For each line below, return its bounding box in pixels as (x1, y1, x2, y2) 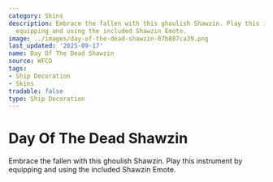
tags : (8, 65, 27, 73)
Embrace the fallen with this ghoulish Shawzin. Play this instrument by (8, 156, 243, 166)
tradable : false (8, 87, 63, 95)
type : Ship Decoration (8, 95, 85, 103)
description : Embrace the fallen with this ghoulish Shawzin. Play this (8, 19, 260, 28)
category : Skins (8, 11, 63, 20)
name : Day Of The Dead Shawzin (8, 49, 115, 57)
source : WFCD (8, 57, 53, 66)
